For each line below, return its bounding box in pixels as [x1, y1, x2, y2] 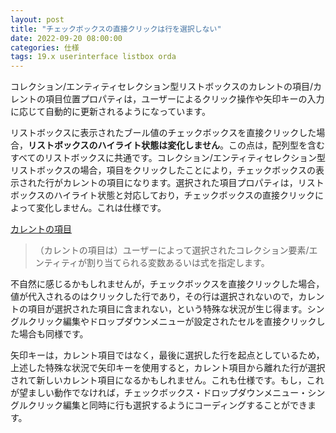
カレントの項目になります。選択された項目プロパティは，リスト [62, 177, 325, 189]
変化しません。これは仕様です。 [35, 202, 167, 214]
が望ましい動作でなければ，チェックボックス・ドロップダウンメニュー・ [10, 387, 308, 399]
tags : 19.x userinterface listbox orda [10, 52, 177, 62]
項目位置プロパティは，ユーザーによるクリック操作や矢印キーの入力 [44, 93, 325, 105]
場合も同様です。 [18, 328, 89, 340]
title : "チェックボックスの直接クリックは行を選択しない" [10, 24, 222, 34]
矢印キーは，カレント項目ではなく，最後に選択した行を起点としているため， [10, 349, 325, 361]
